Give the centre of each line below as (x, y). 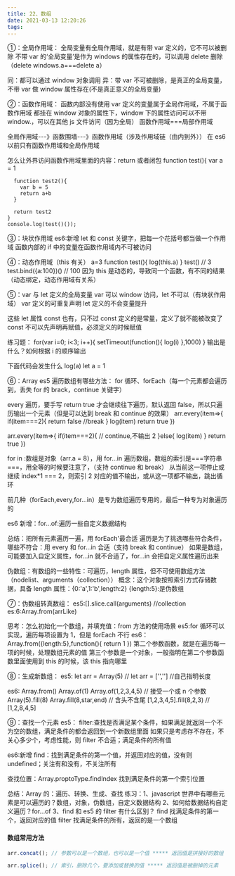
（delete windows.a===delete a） (56, 65)
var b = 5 (34, 187)
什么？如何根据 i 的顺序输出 (47, 351)
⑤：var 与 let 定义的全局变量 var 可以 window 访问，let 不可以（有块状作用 (117, 295)
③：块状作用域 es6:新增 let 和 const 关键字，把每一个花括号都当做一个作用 (117, 238)
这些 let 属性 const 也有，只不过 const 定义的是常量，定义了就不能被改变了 (115, 318)
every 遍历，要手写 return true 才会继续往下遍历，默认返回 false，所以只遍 (115, 405)
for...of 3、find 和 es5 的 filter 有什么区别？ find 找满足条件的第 (122, 811)
